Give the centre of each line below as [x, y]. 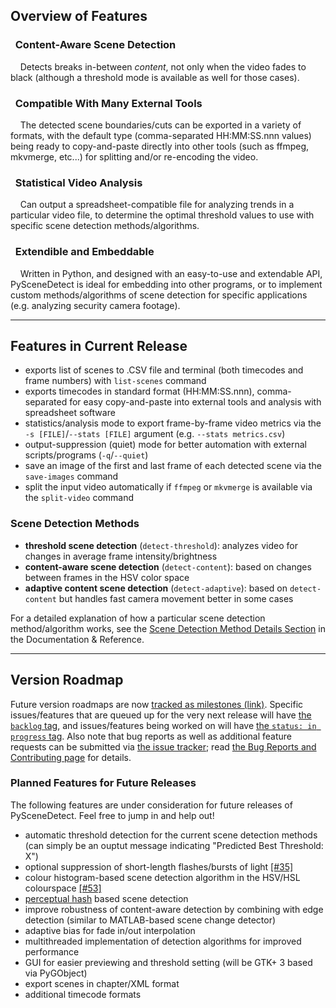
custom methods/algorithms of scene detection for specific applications [159, 295]
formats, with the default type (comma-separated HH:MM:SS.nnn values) [161, 135]
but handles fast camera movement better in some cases [176, 598]
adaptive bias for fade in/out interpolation [110, 930]
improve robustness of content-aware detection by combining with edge [174, 909]
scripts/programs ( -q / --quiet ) [86, 455]
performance [52, 951]
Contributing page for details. [71, 757]
